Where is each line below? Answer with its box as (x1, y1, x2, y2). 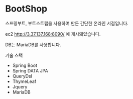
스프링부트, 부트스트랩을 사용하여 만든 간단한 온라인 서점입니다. (5, 20, 129, 26)
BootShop (5, 3, 48, 15)
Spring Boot (12, 62, 38, 68)
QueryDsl (12, 73, 33, 79)
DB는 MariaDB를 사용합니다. (5, 41, 61, 48)
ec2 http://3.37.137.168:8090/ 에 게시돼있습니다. (5, 31, 101, 37)
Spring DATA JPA (12, 67, 49, 73)
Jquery (12, 83, 28, 89)
